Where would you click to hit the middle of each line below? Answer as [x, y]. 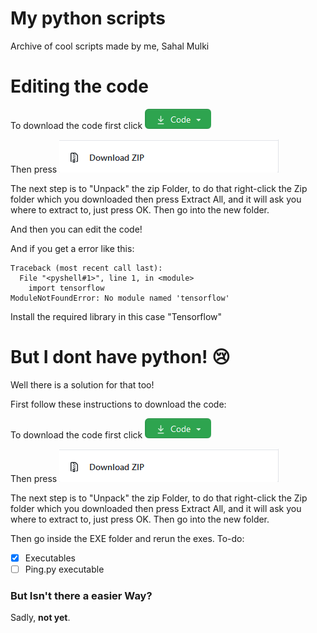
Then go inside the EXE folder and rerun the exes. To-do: [127, 538]
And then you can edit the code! [76, 229]
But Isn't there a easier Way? [81, 595]
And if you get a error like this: [72, 248]
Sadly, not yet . [40, 618]
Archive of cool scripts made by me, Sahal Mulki [110, 46]
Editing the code [79, 86]
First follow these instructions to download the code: [118, 404]
